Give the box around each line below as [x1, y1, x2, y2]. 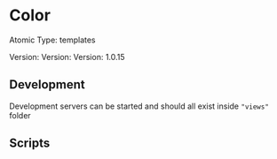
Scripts [9, 136, 51, 151]
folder [9, 110, 31, 120]
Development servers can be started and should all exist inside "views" [9, 101, 269, 111]
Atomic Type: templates [9, 34, 96, 45]
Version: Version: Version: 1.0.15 [9, 51, 126, 62]
